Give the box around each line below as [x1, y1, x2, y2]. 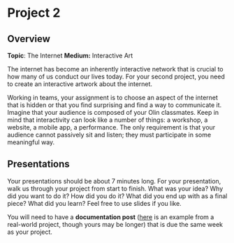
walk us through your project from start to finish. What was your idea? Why [7, 184, 224, 193]
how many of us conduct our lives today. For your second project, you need [7, 72, 225, 81]
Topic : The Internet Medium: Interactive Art [7, 51, 133, 60]
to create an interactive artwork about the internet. [7, 80, 152, 88]
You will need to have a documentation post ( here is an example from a [7, 212, 214, 221]
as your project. [7, 228, 52, 236]
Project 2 [7, 5, 61, 21]
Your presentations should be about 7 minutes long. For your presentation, [7, 176, 221, 185]
